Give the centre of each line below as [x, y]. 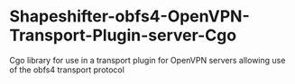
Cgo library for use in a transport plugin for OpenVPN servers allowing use [147, 60]
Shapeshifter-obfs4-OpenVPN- [129, 17]
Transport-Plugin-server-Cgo [123, 35]
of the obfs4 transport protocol [67, 70]
